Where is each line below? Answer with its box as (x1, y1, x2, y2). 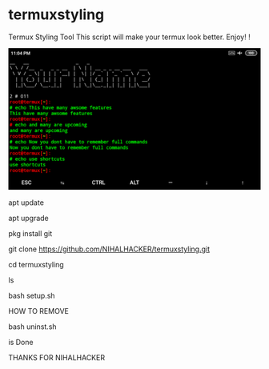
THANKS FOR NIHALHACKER (8, 353, 106, 363)
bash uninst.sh (8, 322, 58, 331)
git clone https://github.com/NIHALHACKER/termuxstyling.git (8, 244, 211, 254)
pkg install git (8, 229, 53, 239)
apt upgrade (8, 214, 50, 223)
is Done (8, 338, 34, 347)
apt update (8, 198, 44, 207)
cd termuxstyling (8, 260, 64, 270)
